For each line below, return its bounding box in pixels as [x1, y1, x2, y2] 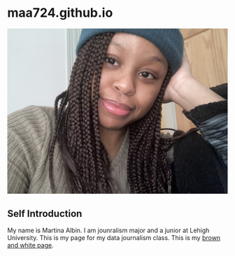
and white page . [7, 241, 54, 250]
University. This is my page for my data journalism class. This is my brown [7, 234, 221, 242]
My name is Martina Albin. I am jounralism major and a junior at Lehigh [7, 226, 210, 235]
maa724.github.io [7, 5, 113, 21]
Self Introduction [7, 208, 83, 220]
